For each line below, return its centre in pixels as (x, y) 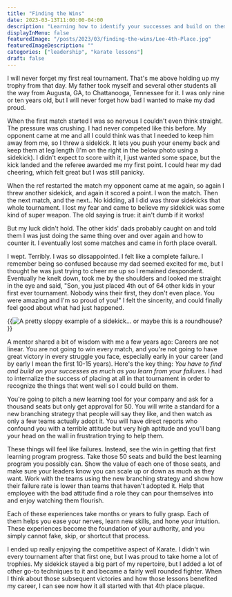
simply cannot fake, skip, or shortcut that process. (79, 536)
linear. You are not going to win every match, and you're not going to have (112, 349)
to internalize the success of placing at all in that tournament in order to (109, 378)
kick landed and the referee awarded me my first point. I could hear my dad (114, 165)
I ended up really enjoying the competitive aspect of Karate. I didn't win (109, 549)
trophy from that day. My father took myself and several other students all (112, 85)
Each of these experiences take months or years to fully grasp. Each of (108, 513)
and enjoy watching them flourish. (56, 500)
